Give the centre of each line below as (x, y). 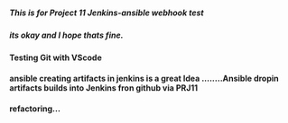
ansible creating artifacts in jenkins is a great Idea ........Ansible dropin (144, 78)
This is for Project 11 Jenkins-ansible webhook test (107, 13)
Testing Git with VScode (56, 57)
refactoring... (35, 109)
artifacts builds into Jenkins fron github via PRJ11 (104, 88)
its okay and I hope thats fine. (66, 35)
